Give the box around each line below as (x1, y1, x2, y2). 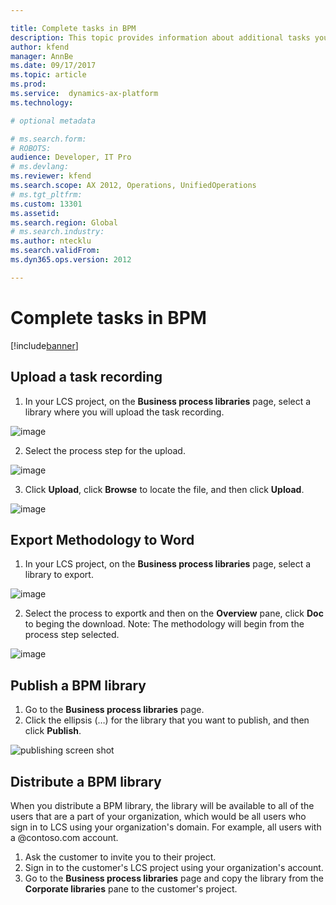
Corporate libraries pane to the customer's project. (24, 882, 238, 895)
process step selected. (24, 629, 120, 641)
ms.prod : (10, 79, 47, 90)
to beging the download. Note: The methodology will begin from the (24, 618, 305, 630)
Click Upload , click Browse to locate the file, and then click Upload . (24, 483, 305, 495)
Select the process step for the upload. (24, 444, 186, 456)
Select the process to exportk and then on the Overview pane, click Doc (24, 607, 324, 620)
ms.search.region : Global (10, 217, 118, 228)
